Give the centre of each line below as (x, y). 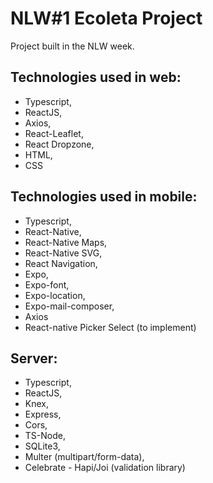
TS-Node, (45, 436)
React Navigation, (61, 263)
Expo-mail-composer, (69, 306)
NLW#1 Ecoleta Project (106, 18)
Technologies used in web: (96, 77)
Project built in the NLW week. (72, 46)
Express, (43, 414)
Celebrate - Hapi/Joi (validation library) (105, 468)
